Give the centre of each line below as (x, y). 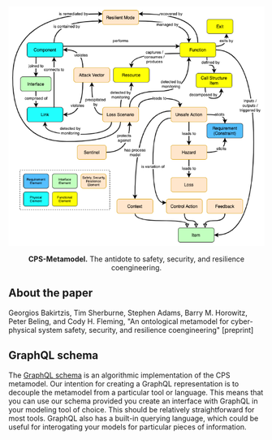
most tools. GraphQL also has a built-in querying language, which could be (134, 418)
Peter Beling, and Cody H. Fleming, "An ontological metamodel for (119, 321)
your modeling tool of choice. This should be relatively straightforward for (132, 409)
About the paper (51, 293)
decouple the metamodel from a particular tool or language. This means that (136, 392)
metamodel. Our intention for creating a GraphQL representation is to (124, 383)
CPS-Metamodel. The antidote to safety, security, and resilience (136, 259)
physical (22, 330)
